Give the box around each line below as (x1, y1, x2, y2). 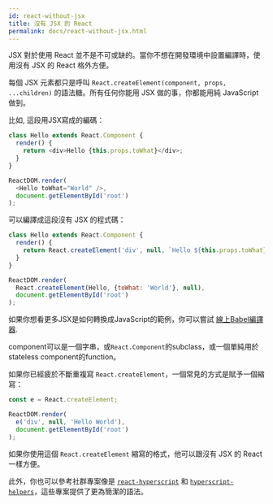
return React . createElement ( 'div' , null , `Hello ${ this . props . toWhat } (23, 246, 267, 254)
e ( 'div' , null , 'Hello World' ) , (15, 418, 126, 426)
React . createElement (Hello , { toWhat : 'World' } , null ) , (15, 284, 206, 292)
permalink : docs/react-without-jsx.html (8, 27, 148, 35)
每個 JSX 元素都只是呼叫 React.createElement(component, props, (8, 78, 227, 88)
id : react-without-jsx (8, 11, 85, 20)
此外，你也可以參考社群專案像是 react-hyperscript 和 (8, 476, 188, 486)
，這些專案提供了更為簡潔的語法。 (33, 486, 149, 496)
